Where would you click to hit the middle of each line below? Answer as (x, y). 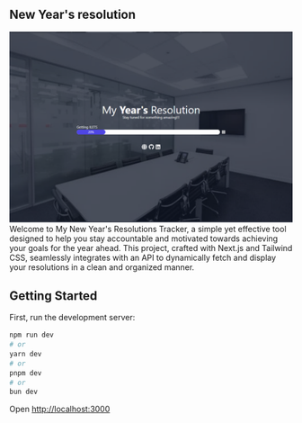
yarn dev (26, 354)
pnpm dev (26, 373)
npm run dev (31, 335)
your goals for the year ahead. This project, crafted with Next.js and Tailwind (151, 248)
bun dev (24, 392)
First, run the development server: (72, 318)
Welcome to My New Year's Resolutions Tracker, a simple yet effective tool (148, 229)
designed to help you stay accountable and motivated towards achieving (144, 238)
